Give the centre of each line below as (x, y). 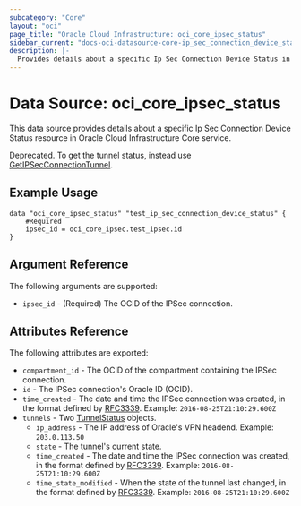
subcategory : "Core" (48, 17)
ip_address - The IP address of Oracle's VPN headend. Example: (155, 427)
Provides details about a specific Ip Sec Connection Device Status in (154, 59)
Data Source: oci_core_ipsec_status (146, 103)
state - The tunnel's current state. (99, 446)
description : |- (39, 51)
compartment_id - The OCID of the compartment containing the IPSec (150, 370)
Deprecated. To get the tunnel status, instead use (100, 155)
